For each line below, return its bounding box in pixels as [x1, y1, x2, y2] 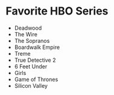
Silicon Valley [14, 82, 48, 89]
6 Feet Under [14, 62, 48, 70]
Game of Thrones [14, 76, 59, 83]
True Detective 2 [14, 56, 56, 64]
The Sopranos [14, 37, 50, 44]
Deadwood [14, 24, 42, 31]
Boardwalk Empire [14, 44, 60, 51]
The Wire [14, 30, 37, 38]
